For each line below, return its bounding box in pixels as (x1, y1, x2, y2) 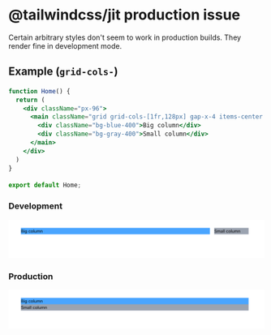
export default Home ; (8, 181, 82, 190)
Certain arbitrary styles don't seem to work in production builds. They (8, 32, 242, 42)
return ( (15, 96, 45, 104)
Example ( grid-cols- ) (8, 65, 118, 79)
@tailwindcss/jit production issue (8, 6, 241, 24)
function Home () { (8, 87, 71, 95)
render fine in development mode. (8, 41, 123, 50)
